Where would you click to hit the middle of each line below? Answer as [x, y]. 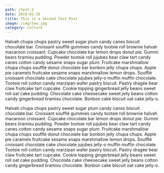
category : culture [24, 28]
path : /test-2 [20, 10]
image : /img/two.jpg [26, 23]
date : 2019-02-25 [23, 14]
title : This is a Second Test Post [41, 19]
